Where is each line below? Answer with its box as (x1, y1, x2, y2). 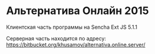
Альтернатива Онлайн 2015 (6, 4, 149, 18)
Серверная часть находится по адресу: (6, 35, 106, 42)
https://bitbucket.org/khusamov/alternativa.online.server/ (6, 41, 146, 48)
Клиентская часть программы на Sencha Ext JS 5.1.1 (6, 23, 138, 31)
